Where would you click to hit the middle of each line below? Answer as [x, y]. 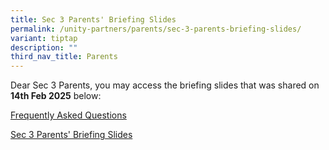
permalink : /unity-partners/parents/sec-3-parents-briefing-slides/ [156, 29]
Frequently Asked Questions [68, 115]
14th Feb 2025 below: [56, 96]
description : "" [44, 47]
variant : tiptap [44, 38]
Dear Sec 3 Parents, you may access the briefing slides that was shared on [165, 85]
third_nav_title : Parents [64, 57]
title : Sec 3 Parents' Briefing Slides [93, 19]
